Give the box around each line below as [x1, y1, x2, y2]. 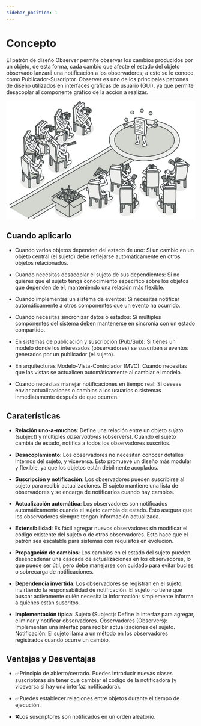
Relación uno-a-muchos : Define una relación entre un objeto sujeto [14, 427, 184, 434]
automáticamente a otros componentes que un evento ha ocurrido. [14, 302, 181, 309]
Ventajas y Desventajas [6, 654, 97, 664]
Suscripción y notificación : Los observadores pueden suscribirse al [14, 476, 185, 483]
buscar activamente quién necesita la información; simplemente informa [14, 593, 194, 600]
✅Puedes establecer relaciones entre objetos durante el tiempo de [14, 695, 180, 701]
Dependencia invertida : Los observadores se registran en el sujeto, [14, 580, 183, 587]
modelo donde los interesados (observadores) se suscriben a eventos [14, 344, 188, 352]
